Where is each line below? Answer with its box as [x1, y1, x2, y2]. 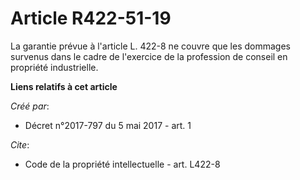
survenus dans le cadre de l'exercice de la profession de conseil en [10, 50, 288, 62]
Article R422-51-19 [10, 7, 172, 30]
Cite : [10, 138, 30, 151]
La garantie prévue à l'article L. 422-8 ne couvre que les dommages [10, 40, 291, 52]
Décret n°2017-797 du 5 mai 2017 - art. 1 [24, 119, 192, 131]
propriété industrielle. [10, 61, 99, 73]
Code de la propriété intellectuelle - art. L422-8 [24, 158, 221, 170]
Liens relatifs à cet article [10, 80, 118, 92]
